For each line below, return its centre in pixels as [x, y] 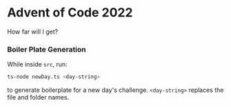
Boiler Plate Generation [47, 49]
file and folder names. [38, 97]
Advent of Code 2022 [70, 13]
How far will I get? [33, 32]
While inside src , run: [37, 64]
